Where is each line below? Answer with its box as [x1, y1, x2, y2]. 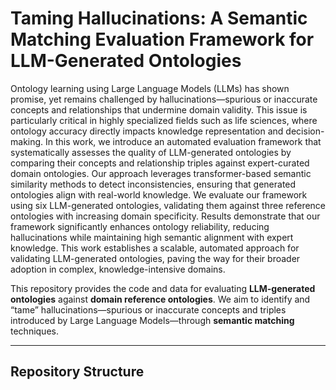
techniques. [10, 325, 59, 337]
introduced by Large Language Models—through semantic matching [10, 314, 295, 326]
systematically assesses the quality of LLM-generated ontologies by [10, 146, 292, 158]
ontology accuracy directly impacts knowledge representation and [10, 125, 284, 137]
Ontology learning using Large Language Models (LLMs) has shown [10, 82, 290, 94]
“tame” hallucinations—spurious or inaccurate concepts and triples [10, 303, 287, 316]
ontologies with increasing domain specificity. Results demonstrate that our [10, 210, 321, 222]
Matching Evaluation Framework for [10, 28, 315, 51]
